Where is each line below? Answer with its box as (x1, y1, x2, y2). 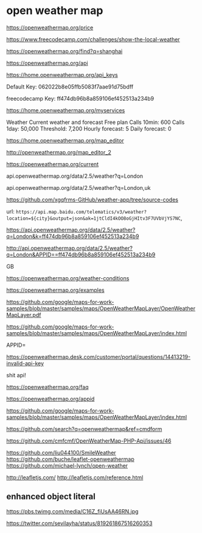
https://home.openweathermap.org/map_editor (6, 137, 125, 144)
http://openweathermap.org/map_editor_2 (6, 148, 111, 156)
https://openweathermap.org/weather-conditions (6, 274, 130, 281)
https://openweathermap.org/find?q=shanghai (6, 47, 123, 55)
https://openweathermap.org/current (6, 160, 99, 168)
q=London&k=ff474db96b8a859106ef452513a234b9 (6, 233, 139, 240)
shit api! (6, 371, 26, 379)
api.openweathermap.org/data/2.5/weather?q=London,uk (6, 184, 151, 191)
